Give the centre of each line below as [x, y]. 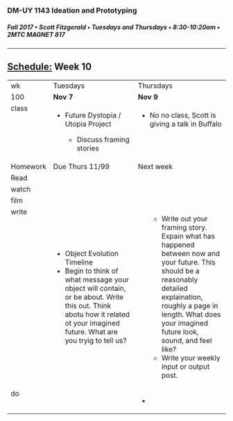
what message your [97, 279]
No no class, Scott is [183, 115]
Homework [28, 166]
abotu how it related [97, 314]
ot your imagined [92, 323]
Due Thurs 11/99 [81, 166]
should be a [180, 271]
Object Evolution [92, 253]
